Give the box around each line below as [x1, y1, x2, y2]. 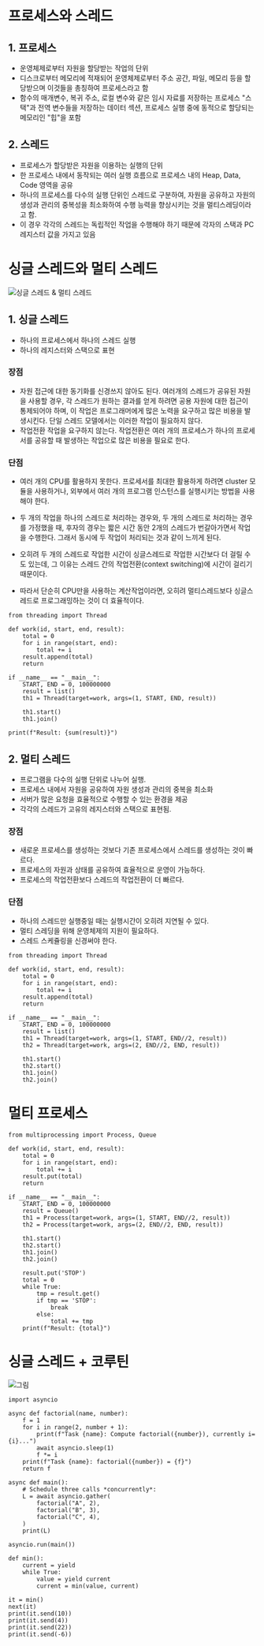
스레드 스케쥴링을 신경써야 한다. [19, 935, 117, 945]
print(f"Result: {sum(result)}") [8, 729, 118, 737]
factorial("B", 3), [36, 1506, 101, 1514]
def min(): [8, 1555, 44, 1562]
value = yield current [36, 1575, 111, 1584]
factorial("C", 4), [36, 1513, 101, 1521]
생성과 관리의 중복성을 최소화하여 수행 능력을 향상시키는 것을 [19, 200, 206, 209]
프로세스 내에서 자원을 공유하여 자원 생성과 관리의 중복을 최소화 [19, 784, 214, 793]
